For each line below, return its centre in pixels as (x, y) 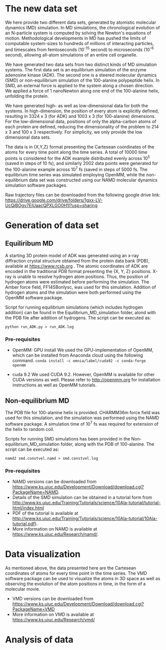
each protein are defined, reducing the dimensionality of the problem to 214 (82, 126)
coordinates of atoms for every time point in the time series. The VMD (76, 573)
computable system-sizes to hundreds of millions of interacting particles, (80, 43)
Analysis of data (39, 640)
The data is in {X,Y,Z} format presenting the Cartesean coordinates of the (80, 147)
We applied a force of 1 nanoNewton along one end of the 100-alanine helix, (82, 91)
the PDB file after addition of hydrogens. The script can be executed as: (78, 318)
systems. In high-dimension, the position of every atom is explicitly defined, (82, 111)
